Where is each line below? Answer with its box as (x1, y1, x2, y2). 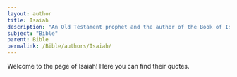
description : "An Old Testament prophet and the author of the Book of (7, 23, 222, 30)
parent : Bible (7, 36, 49, 43)
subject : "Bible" (7, 29, 59, 37)
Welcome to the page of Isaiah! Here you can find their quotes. (7, 62, 190, 70)
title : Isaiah (7, 17, 49, 24)
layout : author (7, 10, 52, 17)
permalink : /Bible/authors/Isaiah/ (7, 43, 112, 50)
